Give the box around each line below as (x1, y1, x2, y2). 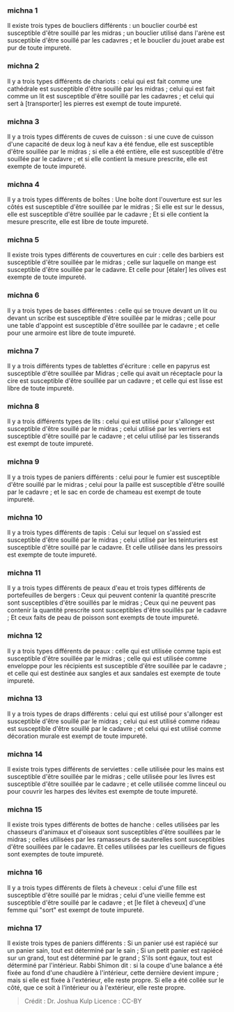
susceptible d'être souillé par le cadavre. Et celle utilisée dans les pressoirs (7, 543, 223, 551)
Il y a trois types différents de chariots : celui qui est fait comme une (7, 77, 202, 85)
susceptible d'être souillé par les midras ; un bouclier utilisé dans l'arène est (7, 29, 225, 37)
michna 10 (7, 512, 43, 522)
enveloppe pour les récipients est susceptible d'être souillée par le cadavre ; (7, 661, 226, 670)
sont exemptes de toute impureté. (7, 850, 104, 859)
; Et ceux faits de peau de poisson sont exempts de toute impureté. (7, 613, 200, 622)
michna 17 (7, 923, 42, 932)
